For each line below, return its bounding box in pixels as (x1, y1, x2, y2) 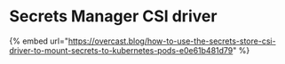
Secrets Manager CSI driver (9, 6, 218, 27)
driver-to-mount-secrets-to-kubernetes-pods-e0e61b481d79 (9, 44, 234, 55)
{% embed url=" (9, 36, 69, 46)
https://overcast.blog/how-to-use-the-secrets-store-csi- (67, 36, 277, 46)
